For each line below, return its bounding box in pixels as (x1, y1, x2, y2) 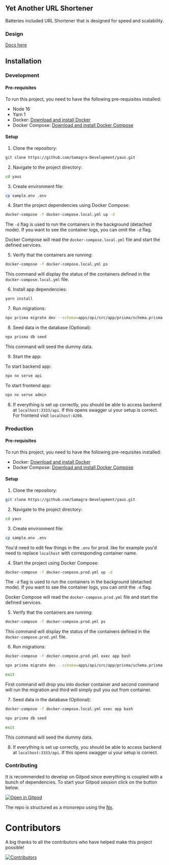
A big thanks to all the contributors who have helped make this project (5, 838, 152, 845)
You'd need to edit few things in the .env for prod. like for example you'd (5, 544, 157, 551)
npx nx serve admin (5, 392, 47, 397)
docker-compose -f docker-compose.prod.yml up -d (5, 569, 113, 575)
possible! (5, 844, 24, 850)
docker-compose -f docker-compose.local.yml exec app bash (5, 706, 133, 712)
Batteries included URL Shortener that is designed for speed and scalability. (5, 17, 164, 23)
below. (5, 784, 19, 791)
